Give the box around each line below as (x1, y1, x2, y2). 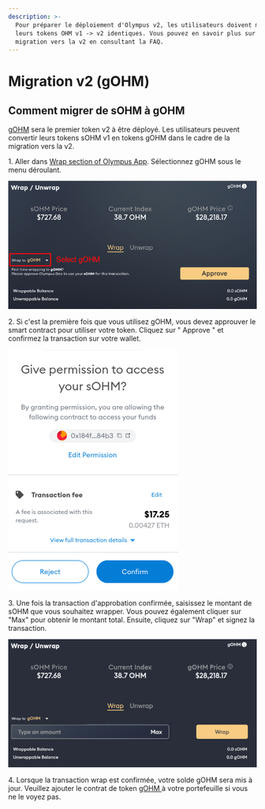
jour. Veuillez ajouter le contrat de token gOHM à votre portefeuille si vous (8, 783, 248, 792)
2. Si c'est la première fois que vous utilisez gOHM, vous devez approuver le (8, 317, 256, 326)
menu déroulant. (8, 166, 62, 175)
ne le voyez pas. (8, 792, 62, 801)
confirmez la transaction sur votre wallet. (8, 334, 142, 343)
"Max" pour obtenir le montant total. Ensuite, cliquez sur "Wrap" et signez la (8, 615, 255, 624)
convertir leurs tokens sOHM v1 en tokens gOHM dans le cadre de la (8, 133, 230, 143)
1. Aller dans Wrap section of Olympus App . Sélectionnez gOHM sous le (8, 157, 241, 166)
